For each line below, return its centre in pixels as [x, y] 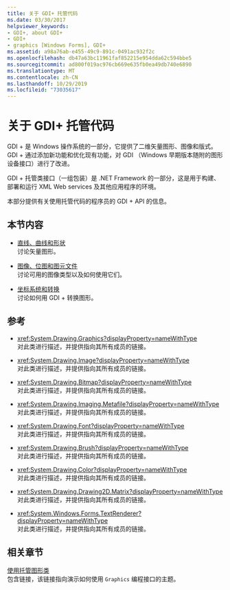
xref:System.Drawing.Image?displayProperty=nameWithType [103, 360]
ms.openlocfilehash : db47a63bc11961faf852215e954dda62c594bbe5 [100, 58]
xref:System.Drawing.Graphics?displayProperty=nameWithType [107, 338]
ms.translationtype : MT [41, 71]
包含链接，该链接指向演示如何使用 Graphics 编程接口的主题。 [93, 579]
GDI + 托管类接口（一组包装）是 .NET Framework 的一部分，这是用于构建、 [114, 178]
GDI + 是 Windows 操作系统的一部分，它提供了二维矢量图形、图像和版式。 [112, 146]
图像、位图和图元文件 [47, 265]
